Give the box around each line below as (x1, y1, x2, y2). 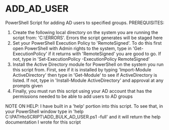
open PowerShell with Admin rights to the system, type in (12, 45, 132, 51)
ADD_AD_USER (5, 3, 69, 15)
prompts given (12, 82, 43, 88)
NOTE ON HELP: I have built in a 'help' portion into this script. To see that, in (5, 103, 163, 109)
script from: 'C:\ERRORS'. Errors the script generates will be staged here (12, 35, 163, 41)
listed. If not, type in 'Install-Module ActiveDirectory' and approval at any (12, 77, 164, 83)
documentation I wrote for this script (5, 119, 81, 125)
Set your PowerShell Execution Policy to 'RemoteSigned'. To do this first (12, 40, 162, 46)
